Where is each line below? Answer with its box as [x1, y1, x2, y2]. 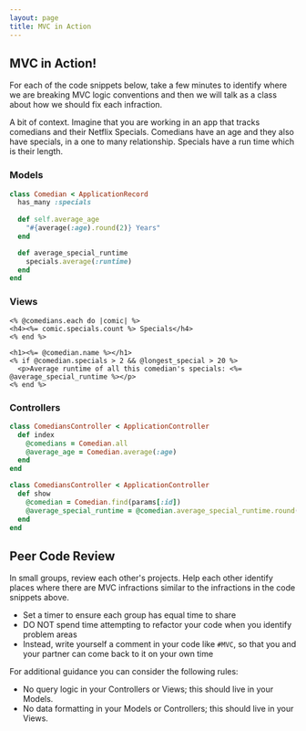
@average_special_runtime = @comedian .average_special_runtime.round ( [25, 506, 300, 516]
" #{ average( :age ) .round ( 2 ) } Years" [25, 224, 161, 233]
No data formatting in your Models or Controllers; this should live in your [22, 704, 294, 715]
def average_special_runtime [17, 248, 128, 257]
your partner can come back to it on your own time [22, 649, 214, 660]
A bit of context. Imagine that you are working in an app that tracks [9, 117, 260, 128]
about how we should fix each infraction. [9, 99, 163, 110]
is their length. [9, 146, 64, 157]
